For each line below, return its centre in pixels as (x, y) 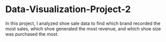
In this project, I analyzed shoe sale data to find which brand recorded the (83, 23)
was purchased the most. (32, 34)
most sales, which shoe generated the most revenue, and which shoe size (83, 28)
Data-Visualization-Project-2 (68, 9)
